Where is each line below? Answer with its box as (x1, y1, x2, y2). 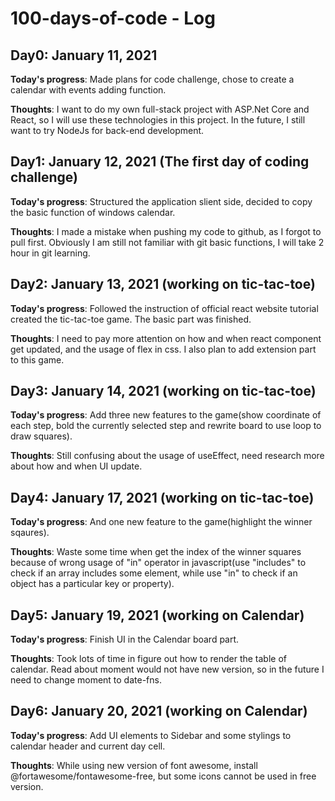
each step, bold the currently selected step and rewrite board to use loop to (10, 420, 322, 432)
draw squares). (10, 430, 73, 442)
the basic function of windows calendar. (10, 206, 176, 218)
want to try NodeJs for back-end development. (10, 125, 205, 136)
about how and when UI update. (10, 460, 143, 472)
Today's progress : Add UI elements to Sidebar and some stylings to (10, 729, 292, 741)
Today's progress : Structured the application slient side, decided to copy (10, 195, 313, 207)
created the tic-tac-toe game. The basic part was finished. (10, 313, 252, 325)
